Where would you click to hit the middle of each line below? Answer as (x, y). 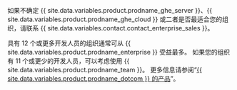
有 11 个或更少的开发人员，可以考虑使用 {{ (69, 61)
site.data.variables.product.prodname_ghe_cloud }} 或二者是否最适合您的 (115, 19)
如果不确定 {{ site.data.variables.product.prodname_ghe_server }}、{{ (110, 10)
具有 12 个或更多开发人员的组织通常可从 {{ (69, 43)
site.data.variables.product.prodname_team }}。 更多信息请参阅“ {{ (105, 70)
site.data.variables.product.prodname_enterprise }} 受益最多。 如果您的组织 (119, 52)
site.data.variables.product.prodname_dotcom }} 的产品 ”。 (94, 79)
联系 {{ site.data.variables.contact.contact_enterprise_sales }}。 (120, 28)
